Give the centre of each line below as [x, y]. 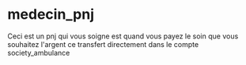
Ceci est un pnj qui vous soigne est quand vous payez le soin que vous [123, 36]
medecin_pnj [51, 14]
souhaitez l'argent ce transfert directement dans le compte [103, 44]
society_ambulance [39, 52]
